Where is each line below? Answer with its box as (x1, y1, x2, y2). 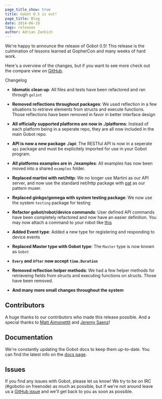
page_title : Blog (5, 16, 40, 21)
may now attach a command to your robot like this (12, 219, 112, 225)
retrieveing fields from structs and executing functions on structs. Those (12, 273, 157, 278)
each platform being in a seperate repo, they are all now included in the (12, 126, 154, 132)
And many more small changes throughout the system (12, 287, 124, 293)
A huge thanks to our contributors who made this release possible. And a (5, 314, 151, 320)
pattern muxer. (12, 185, 42, 191)
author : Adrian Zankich (5, 30, 53, 34)
